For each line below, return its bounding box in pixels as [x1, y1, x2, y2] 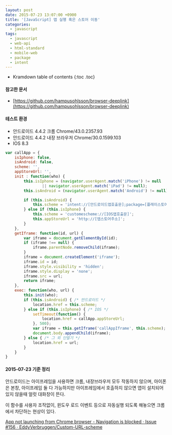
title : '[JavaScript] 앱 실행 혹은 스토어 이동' [5, 17, 100, 22]
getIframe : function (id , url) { [14, 231, 83, 236]
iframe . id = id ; [24, 259, 58, 264]
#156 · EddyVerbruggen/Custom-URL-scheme [5, 424, 103, 430]
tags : [5, 31, 17, 36]
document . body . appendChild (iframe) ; [32, 331, 111, 336]
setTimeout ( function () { [32, 312, 86, 317]
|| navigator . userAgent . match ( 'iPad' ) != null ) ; [41, 183, 147, 188]
